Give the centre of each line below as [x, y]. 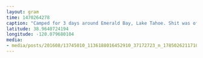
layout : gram [23, 12]
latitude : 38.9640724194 [37, 29]
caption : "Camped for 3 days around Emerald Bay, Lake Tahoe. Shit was [98, 23]
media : [14, 40]
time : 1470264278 [28, 18]
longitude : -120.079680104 [40, 34]
